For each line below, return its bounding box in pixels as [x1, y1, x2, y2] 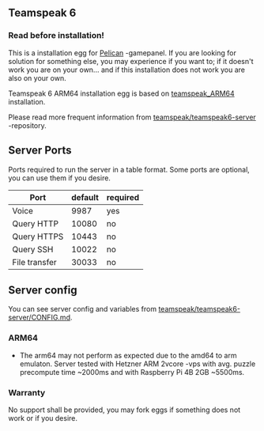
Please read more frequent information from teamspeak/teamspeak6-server [8, 112, 257, 122]
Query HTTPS [12, 231, 64, 242]
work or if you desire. [8, 413, 77, 422]
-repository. [8, 120, 47, 130]
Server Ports [8, 144, 72, 157]
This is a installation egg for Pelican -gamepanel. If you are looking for [8, 47, 237, 58]
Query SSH [12, 244, 54, 255]
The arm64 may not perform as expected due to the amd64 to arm [19, 350, 237, 360]
